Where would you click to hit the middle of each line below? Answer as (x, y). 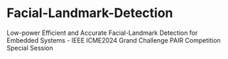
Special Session (30, 48)
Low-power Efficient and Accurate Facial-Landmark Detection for (102, 33)
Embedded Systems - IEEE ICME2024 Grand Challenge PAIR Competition (114, 40)
